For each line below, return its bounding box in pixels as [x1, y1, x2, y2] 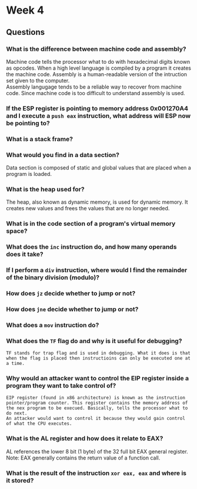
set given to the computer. [6, 77, 70, 84]
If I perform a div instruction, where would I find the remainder [6, 266, 188, 275]
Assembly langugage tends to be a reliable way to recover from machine [6, 83, 182, 90]
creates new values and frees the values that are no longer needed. [6, 205, 170, 212]
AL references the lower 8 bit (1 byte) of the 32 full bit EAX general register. [6, 448, 188, 455]
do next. [6, 410, 28, 416]
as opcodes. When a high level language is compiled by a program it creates [6, 64, 191, 71]
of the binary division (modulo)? [6, 273, 100, 282]
